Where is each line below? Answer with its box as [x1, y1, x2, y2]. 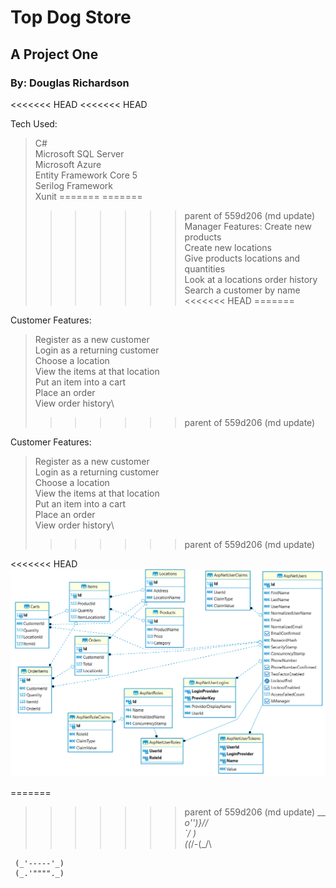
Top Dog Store [10, 6, 132, 29]
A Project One [10, 46, 99, 63]
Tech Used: [10, 117, 58, 130]
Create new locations [184, 241, 272, 253]
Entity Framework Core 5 [34, 169, 138, 181]
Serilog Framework [34, 179, 113, 191]
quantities [184, 262, 226, 275]
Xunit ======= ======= [34, 190, 143, 202]
